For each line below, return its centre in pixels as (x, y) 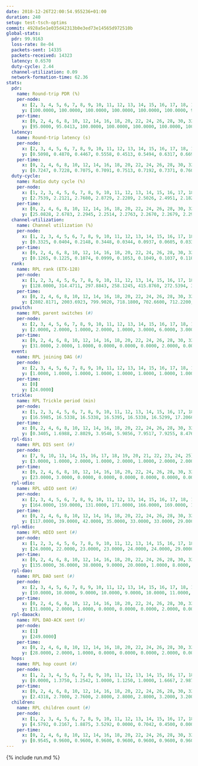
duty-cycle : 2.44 (33, 66)
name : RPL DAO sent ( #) (46, 576)
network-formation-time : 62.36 (50, 77)
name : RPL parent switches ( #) (55, 313)
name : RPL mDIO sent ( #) (47, 532)
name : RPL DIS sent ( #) (46, 445)
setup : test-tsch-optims (37, 22)
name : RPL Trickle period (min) (56, 401)
